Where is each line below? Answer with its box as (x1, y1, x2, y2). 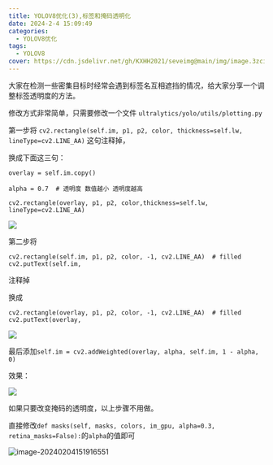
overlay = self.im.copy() (8, 168, 96, 177)
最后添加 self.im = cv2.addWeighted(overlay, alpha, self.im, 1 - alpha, (8, 346, 259, 356)
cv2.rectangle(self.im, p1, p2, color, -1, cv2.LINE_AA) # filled (8, 253, 242, 261)
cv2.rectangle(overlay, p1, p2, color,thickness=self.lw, (8, 198, 209, 207)
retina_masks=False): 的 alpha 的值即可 (8, 430, 136, 440)
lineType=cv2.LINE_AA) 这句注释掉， (8, 135, 130, 145)
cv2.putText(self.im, (8, 259, 82, 268)
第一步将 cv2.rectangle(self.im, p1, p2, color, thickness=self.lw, (8, 125, 243, 135)
